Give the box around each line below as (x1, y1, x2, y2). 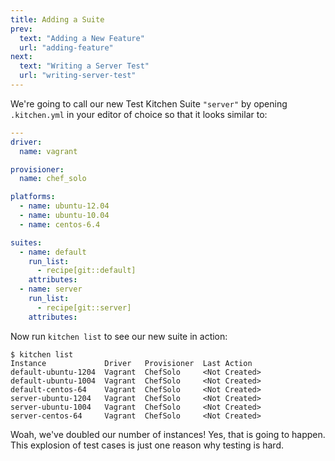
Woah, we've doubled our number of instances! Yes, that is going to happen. (10, 428, 326, 440)
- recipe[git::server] (36, 302, 132, 313)
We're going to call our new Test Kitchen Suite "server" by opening (10, 97, 288, 110)
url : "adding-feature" (19, 42, 114, 53)
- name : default (19, 247, 87, 257)
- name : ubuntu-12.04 (19, 201, 110, 211)
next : (10, 52, 33, 62)
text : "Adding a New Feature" (19, 33, 145, 43)
